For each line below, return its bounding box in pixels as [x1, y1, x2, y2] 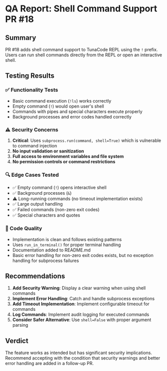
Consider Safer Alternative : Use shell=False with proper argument [12, 317, 152, 323]
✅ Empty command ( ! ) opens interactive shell [12, 185, 107, 191]
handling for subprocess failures [12, 257, 79, 263]
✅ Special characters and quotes [12, 212, 81, 218]
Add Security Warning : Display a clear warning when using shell [12, 285, 146, 291]
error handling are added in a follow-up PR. [5, 361, 94, 367]
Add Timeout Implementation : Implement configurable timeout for [12, 301, 150, 307]
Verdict [5, 337, 28, 345]
